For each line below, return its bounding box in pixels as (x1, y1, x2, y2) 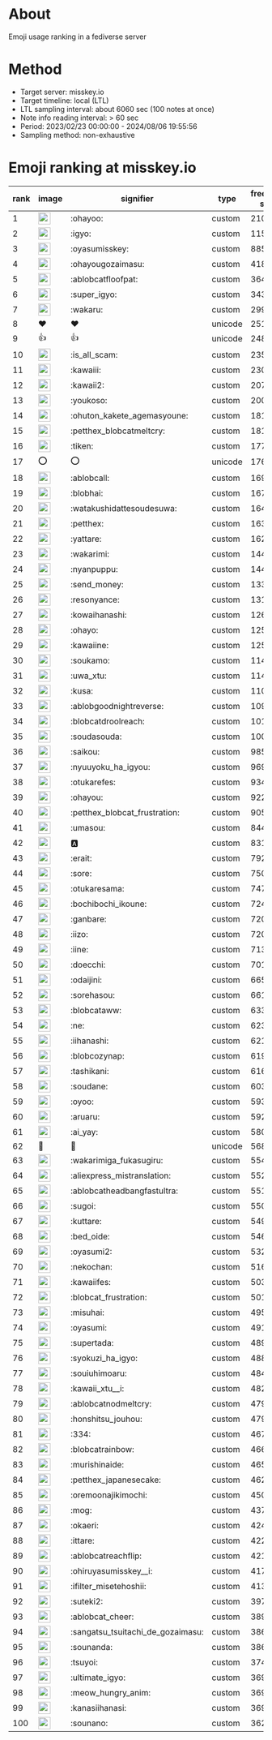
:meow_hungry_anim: (70, 1686, 151, 1698)
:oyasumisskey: (70, 243, 130, 254)
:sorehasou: (70, 989, 116, 1000)
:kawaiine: (70, 639, 109, 651)
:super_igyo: (70, 289, 117, 300)
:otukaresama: (70, 883, 125, 894)
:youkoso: (70, 394, 108, 406)
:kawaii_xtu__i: (70, 1382, 125, 1394)
